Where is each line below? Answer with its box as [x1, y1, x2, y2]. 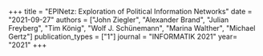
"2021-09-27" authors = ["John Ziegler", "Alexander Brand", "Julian [8, 15, 229, 24]
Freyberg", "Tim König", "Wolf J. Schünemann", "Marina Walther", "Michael [8, 24, 256, 32]
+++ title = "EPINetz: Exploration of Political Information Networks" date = [8, 7, 253, 16]
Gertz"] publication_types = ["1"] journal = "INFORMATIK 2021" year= [8, 32, 238, 41]
